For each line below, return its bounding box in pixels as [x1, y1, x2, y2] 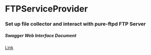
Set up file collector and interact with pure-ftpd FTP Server [5, 21, 146, 27]
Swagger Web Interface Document [5, 32, 76, 38]
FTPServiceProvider [5, 3, 88, 14]
